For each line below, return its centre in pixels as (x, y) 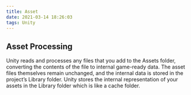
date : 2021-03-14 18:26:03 (39, 17)
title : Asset (22, 12)
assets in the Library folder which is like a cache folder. (73, 86)
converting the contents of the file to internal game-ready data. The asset (96, 67)
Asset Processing (39, 46)
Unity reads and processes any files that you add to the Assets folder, (91, 61)
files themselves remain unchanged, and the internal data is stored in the (95, 73)
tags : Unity (21, 22)
